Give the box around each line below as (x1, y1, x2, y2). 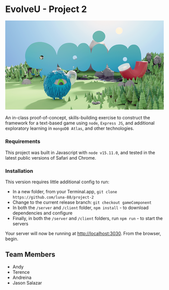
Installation (5, 167, 34, 174)
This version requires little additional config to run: (5, 179, 110, 185)
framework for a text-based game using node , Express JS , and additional (5, 120, 155, 126)
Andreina (12, 274, 32, 280)
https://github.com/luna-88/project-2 (12, 195, 94, 200)
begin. (5, 236, 19, 242)
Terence (12, 269, 30, 275)
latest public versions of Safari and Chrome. (5, 155, 97, 161)
